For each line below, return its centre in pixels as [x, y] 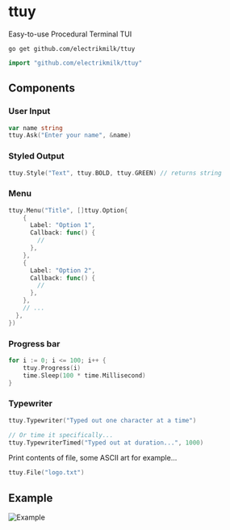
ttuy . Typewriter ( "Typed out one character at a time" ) [102, 420]
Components [42, 88]
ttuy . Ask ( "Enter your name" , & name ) [70, 136]
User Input [29, 111]
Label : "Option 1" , [62, 225]
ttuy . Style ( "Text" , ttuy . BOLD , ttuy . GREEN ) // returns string [115, 173]
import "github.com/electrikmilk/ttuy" [75, 63]
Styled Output [36, 156]
